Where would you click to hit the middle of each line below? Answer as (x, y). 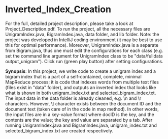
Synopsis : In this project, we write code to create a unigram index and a (81, 71)
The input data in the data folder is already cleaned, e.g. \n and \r (73, 98)
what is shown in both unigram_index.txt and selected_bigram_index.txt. (81, 93)
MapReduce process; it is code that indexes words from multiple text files (82, 82)
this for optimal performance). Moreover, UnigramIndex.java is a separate (82, 45)
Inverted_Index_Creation (58, 9)
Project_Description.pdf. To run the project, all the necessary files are (78, 29)
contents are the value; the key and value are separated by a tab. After (79, 120)
